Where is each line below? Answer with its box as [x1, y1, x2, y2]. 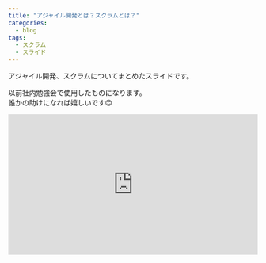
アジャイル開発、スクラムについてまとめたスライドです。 [8, 71, 194, 80]
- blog [15, 26, 37, 34]
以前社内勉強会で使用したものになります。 [8, 88, 146, 97]
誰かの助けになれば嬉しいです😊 [8, 98, 113, 107]
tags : [8, 33, 26, 42]
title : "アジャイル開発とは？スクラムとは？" [8, 11, 140, 20]
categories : [8, 19, 47, 27]
